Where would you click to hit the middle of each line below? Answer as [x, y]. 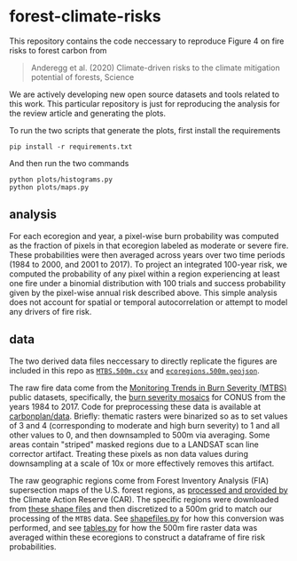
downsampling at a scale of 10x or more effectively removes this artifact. [142, 463]
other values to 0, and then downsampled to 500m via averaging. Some [140, 435]
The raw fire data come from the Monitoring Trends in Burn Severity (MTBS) [148, 388]
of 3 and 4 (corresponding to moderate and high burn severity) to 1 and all [145, 425]
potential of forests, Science [82, 76]
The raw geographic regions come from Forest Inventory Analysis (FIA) [139, 480]
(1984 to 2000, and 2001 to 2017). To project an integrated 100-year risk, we [148, 264]
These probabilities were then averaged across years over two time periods [147, 254]
